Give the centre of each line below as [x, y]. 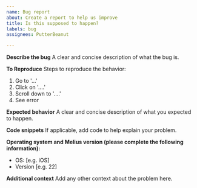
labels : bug [21, 29]
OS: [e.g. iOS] [32, 160]
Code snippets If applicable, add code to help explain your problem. [92, 130]
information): [23, 148]
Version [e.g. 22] [36, 167]
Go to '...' [26, 81]
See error [27, 100]
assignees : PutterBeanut [38, 35]
